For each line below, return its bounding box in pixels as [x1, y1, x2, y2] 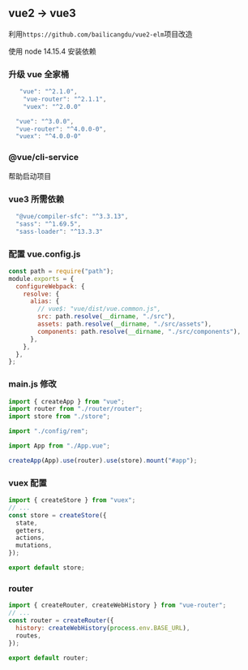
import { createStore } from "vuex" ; [8, 496, 136, 504]
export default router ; [8, 654, 89, 662]
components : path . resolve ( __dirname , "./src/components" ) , [37, 327, 242, 335]
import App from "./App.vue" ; [8, 442, 111, 450]
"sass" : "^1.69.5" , [15, 219, 82, 228]
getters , [15, 526, 45, 534]
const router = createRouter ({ [8, 616, 114, 625]
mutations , [15, 542, 53, 550]
